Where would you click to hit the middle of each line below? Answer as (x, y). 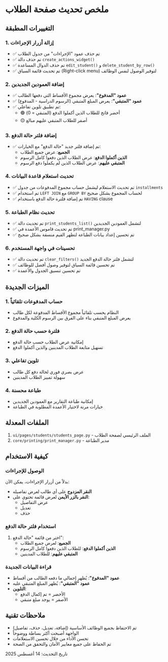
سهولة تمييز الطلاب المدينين (39, 377)
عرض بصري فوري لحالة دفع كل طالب (48, 371)
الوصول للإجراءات (25, 471)
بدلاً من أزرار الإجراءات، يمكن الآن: (38, 482)
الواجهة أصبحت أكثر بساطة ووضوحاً (46, 633)
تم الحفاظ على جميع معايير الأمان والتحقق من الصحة (62, 644)
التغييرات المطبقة (30, 28)
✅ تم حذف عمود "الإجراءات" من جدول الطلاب (56, 53)
